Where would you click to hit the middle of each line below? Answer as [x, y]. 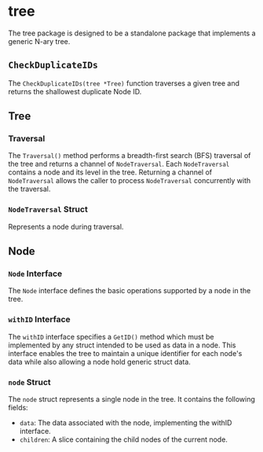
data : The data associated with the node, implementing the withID [126, 423]
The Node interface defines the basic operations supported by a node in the [130, 291]
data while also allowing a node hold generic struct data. [99, 362]
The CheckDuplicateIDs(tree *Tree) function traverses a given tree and [124, 83]
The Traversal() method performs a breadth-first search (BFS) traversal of [130, 156]
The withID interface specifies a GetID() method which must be [111, 336]
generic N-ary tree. [39, 41]
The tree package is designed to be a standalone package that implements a [132, 33]
